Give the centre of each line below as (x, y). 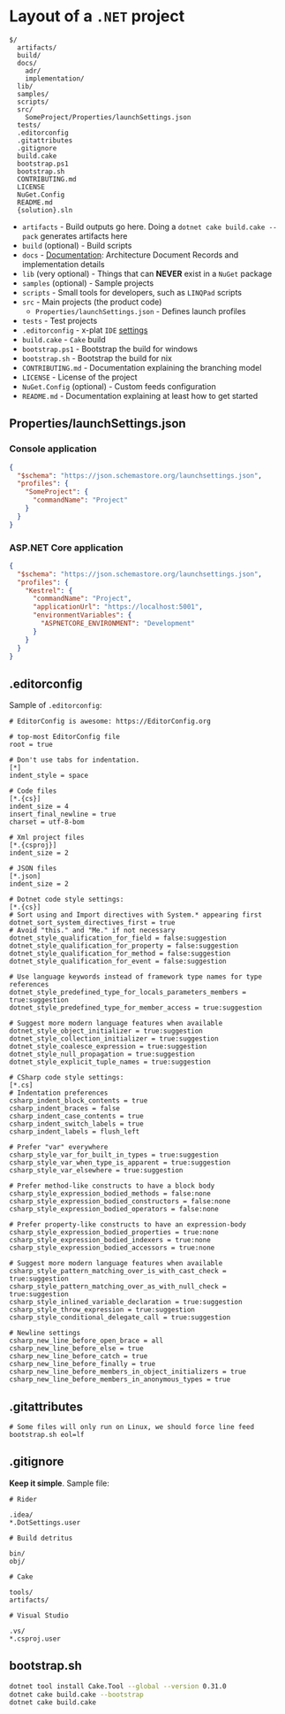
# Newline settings (45, 1334)
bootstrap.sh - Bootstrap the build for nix (97, 358)
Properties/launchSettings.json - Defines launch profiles (140, 311)
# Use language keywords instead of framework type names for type (136, 977)
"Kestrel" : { (49, 590)
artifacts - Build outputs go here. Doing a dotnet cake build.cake (143, 227)
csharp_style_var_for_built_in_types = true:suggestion (114, 1155)
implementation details (63, 264)
